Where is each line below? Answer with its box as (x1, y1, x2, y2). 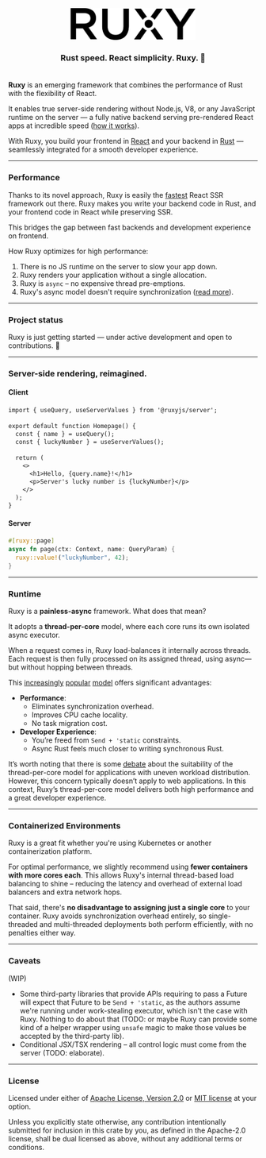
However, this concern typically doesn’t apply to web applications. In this (8, 776, 247, 786)
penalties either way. (8, 928, 77, 938)
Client (8, 388, 29, 397)
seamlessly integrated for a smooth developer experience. (8, 145, 199, 154)
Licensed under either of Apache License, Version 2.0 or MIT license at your (8, 1093, 257, 1102)
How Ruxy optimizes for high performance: (8, 246, 149, 256)
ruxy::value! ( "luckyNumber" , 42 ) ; (15, 554, 129, 562)
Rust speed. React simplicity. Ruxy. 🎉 (60, 52, 206, 63)
